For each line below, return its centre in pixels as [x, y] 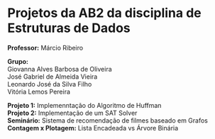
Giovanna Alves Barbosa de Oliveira [60, 69]
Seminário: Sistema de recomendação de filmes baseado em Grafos [107, 120]
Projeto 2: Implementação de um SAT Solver [72, 113]
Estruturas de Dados [69, 28]
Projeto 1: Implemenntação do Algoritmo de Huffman [84, 105]
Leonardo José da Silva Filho [50, 84]
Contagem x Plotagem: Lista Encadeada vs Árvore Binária [93, 128]
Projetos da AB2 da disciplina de [104, 13]
